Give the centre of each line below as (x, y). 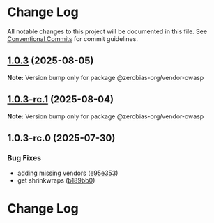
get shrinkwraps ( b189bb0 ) (56, 180)
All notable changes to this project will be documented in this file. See (107, 31)
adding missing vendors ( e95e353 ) (68, 173)
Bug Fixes (24, 157)
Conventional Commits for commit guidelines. (72, 38)
